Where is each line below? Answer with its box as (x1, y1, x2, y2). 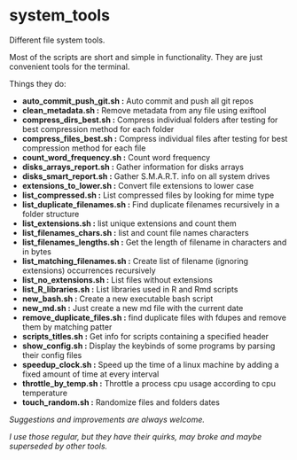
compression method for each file (21, 143, 146, 153)
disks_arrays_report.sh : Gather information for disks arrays (21, 161, 244, 172)
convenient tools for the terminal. (9, 61, 130, 72)
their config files (21, 349, 82, 360)
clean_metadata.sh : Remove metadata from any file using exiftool (21, 105, 267, 115)
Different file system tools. (9, 35, 106, 45)
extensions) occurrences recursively (21, 265, 157, 276)
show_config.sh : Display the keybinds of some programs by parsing (21, 340, 276, 351)
